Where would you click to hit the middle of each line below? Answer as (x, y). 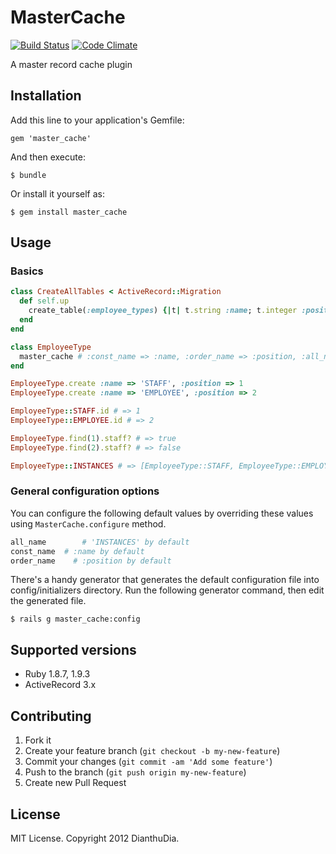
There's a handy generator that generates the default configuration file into (165, 580)
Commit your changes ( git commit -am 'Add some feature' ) (148, 762)
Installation (46, 96)
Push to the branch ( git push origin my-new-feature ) (135, 772)
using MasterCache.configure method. (88, 523)
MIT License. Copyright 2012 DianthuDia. (95, 838)
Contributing (51, 716)
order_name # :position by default (91, 561)
